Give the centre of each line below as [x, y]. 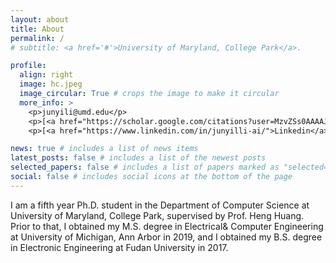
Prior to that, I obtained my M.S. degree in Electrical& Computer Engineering [167, 226]
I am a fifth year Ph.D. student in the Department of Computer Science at [160, 205]
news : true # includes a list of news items [104, 149]
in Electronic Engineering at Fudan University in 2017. [119, 247]
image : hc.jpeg [51, 84]
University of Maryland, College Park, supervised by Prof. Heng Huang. [157, 215]
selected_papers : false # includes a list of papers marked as [145, 167]
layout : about [40, 19]
